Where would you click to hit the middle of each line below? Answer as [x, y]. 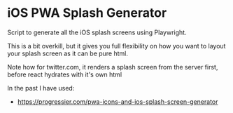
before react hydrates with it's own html [65, 74]
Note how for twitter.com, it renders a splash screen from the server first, [113, 67]
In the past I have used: [41, 88]
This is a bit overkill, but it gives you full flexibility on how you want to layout [116, 46]
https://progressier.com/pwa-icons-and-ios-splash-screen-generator [118, 101]
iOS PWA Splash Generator [87, 13]
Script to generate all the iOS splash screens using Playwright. [97, 32]
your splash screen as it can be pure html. [68, 53]
